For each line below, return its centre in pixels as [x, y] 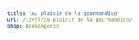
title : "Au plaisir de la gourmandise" [64, 13]
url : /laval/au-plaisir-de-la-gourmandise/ [70, 20]
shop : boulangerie [33, 26]
